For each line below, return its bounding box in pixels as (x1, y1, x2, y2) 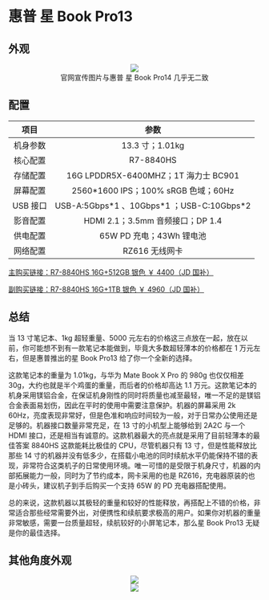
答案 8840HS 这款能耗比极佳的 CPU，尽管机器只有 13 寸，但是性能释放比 (14, 440, 258, 450)
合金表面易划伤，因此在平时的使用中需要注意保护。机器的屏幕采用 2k (8, 400, 236, 410)
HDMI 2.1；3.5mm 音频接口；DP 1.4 (83, 214, 223, 226)
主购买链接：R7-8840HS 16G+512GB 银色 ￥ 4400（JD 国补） (8, 267, 214, 277)
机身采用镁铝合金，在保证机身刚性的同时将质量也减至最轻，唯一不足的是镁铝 (8, 390, 261, 400)
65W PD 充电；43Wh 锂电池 (99, 230, 207, 241)
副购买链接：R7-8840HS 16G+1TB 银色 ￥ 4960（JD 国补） (8, 284, 204, 294)
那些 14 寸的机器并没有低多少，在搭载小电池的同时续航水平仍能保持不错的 (8, 451, 251, 460)
